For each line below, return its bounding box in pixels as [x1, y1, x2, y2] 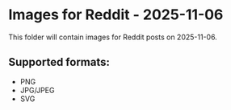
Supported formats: [8, 55, 111, 69]
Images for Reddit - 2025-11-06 [8, 6, 224, 24]
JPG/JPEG [19, 85, 55, 95]
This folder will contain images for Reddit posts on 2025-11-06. [8, 32, 218, 42]
